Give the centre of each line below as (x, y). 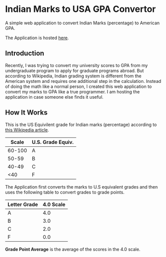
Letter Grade (23, 204)
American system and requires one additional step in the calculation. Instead (83, 81)
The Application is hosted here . (37, 38)
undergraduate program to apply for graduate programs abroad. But (75, 70)
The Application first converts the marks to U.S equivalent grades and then (82, 187)
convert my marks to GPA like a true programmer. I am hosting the (73, 92)
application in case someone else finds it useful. (54, 97)
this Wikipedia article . (27, 129)
